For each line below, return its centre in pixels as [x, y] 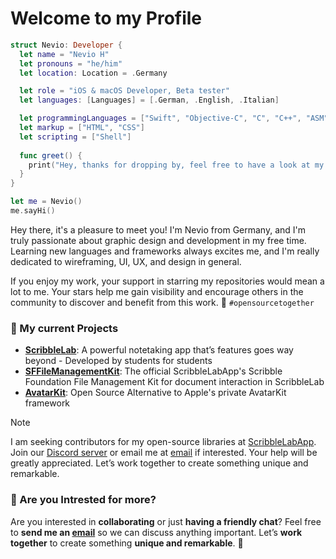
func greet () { [51, 155]
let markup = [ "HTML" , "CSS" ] [82, 128]
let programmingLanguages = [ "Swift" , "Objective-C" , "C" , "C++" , [160, 118]
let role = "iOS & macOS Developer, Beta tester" [124, 91]
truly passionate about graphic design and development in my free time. [158, 240]
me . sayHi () [33, 211]
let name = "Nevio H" [64, 54]
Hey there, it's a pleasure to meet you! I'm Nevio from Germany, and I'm [158, 229]
